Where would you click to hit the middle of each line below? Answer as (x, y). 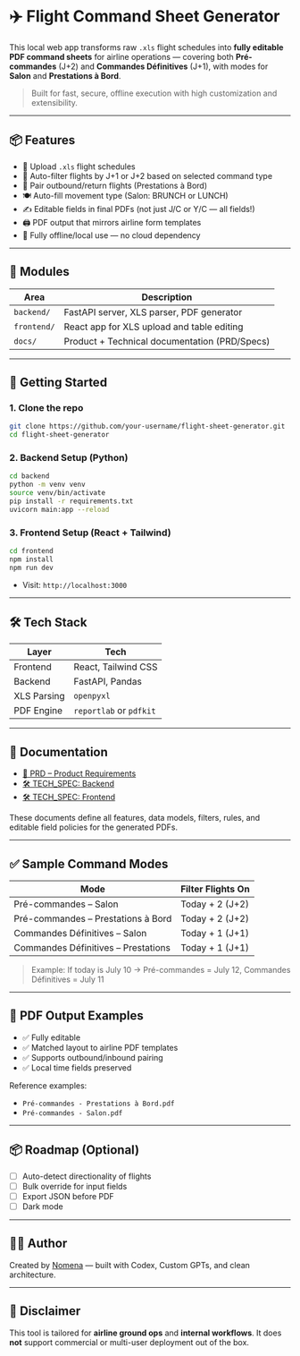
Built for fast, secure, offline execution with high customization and (154, 93)
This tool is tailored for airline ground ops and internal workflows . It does (146, 1333)
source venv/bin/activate (57, 493)
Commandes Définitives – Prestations (92, 948)
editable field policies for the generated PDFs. (94, 827)
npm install (31, 559)
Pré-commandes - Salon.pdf (72, 1113)
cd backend (29, 476)
